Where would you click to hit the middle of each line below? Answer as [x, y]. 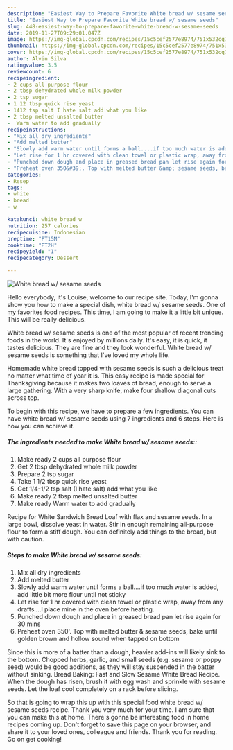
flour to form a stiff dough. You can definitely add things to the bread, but [112, 532]
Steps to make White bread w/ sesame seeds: [75, 555]
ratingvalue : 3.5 [32, 65]
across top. [23, 398]
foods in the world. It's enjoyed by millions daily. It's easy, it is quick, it [107, 340]
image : [17, 40]
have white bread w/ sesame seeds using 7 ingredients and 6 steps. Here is [115, 419]
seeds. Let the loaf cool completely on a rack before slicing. [93, 689]
